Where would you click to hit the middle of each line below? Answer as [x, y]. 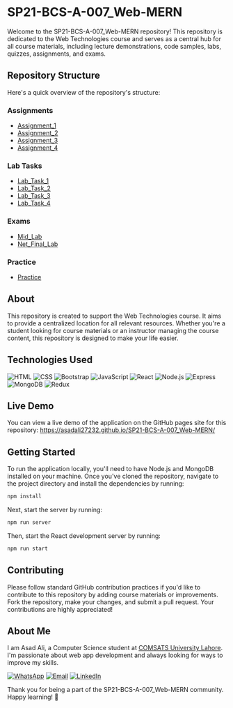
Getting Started [41, 452]
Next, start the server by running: [55, 510]
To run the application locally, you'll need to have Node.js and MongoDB [111, 469]
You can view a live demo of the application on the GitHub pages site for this [117, 423]
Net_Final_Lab [38, 244]
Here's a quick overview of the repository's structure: [84, 92]
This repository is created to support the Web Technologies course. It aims [114, 316]
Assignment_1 [37, 125]
